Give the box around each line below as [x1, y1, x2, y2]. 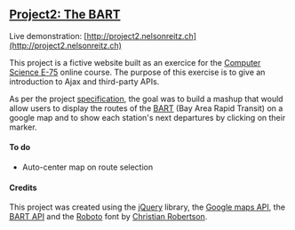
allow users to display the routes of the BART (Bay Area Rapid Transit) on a [9, 102, 283, 114]
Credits [9, 182, 37, 193]
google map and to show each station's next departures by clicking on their [9, 112, 286, 123]
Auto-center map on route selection [21, 162, 154, 172]
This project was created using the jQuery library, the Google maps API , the [9, 202, 286, 212]
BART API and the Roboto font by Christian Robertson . [9, 211, 208, 222]
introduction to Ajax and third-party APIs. [9, 75, 160, 87]
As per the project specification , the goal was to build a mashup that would [9, 93, 283, 104]
